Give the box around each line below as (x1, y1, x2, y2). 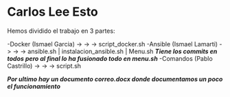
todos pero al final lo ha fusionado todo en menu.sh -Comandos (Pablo (7, 54, 213, 62)
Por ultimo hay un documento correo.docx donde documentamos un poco (7, 74, 223, 83)
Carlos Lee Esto (7, 4, 98, 20)
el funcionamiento (7, 82, 60, 90)
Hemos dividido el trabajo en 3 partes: (7, 27, 115, 35)
